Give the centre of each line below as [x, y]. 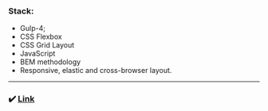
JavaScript [37, 54]
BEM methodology [50, 62]
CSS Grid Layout [47, 45]
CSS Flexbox [41, 36]
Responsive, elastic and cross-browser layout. [96, 71]
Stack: [21, 11]
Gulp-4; [33, 29]
